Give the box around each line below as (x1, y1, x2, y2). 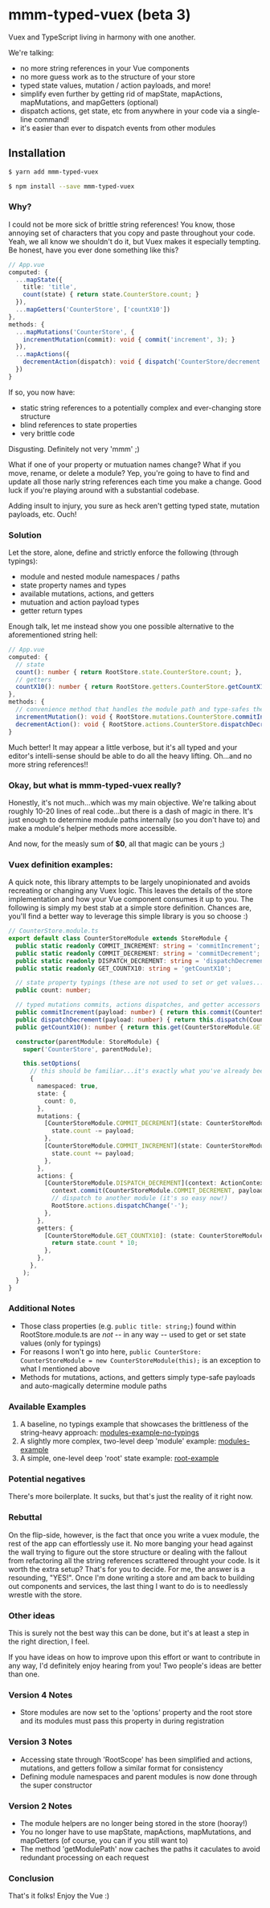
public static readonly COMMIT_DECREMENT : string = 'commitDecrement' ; (15, 949, 261, 957)
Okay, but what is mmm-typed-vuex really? (8, 780, 182, 791)
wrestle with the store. (8, 1590, 83, 1599)
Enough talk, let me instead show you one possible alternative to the (8, 621, 235, 632)
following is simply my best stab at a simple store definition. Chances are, (8, 903, 252, 913)
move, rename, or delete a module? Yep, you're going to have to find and (8, 468, 250, 477)
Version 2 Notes (8, 1800, 72, 1812)
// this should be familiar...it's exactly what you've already (29, 1067, 250, 1075)
